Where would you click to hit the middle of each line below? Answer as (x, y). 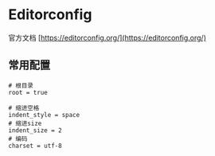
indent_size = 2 (35, 130)
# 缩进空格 (24, 108)
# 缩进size (25, 123)
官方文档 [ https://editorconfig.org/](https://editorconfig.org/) (107, 37)
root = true (28, 92)
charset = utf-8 (35, 146)
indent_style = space (44, 115)
